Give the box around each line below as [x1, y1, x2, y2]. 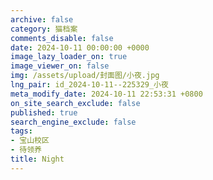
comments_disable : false [10, 33, 114, 43]
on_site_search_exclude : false [10, 98, 141, 108]
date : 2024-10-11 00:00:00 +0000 [10, 42, 150, 53]
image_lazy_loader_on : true [10, 52, 128, 62]
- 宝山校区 [10, 136, 50, 146]
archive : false [10, 14, 74, 25]
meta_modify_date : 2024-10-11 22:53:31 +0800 [10, 89, 203, 99]
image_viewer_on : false [10, 61, 110, 71]
